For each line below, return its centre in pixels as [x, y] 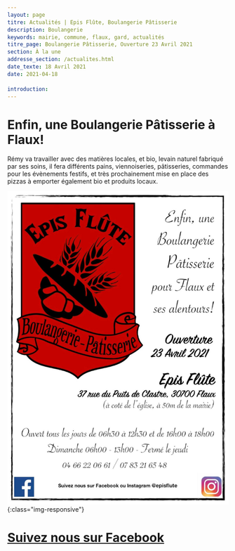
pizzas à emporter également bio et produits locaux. [83, 181]
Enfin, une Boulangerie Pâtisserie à [111, 125]
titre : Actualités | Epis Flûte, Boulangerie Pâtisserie [92, 22]
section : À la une [34, 52]
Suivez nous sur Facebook [86, 538]
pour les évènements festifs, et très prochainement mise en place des [108, 174]
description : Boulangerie [45, 30]
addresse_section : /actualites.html [61, 60]
